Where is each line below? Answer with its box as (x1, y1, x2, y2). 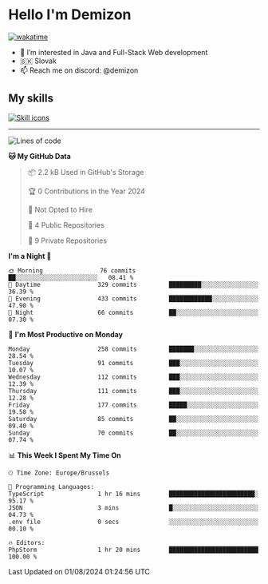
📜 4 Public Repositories (27, 220, 105, 229)
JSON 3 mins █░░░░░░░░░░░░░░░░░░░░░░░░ (8, 503, 259, 512)
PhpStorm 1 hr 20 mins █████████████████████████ (8, 546, 259, 554)
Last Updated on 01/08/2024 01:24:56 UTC (8, 566, 150, 576)
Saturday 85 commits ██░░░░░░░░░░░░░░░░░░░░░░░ (8, 415, 259, 423)
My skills (8, 92, 54, 105)
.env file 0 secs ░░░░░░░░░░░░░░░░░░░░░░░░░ (8, 518, 259, 526)
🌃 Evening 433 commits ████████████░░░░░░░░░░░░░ (8, 294, 259, 303)
